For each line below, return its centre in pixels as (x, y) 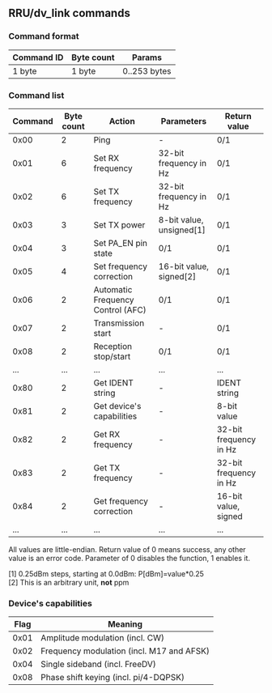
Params (147, 57)
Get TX (107, 467)
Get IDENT (113, 382)
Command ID (38, 57)
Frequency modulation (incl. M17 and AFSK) (125, 651)
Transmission (119, 323)
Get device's (117, 406)
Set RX (106, 158)
